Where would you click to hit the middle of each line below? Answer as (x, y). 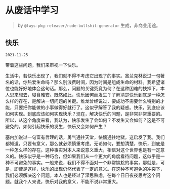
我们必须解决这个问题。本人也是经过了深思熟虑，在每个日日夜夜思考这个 (80, 175)
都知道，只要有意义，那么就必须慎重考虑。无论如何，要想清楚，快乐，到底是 (85, 143)
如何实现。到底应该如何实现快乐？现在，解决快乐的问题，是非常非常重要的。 (85, 114)
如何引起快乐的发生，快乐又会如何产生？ (65, 126)
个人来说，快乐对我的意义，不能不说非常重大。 (71, 181)
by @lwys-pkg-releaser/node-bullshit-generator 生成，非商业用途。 (89, 25)
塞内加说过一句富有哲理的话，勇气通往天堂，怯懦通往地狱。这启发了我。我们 (85, 137)
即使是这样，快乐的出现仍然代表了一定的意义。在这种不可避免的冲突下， (89, 169)
